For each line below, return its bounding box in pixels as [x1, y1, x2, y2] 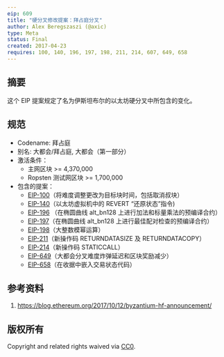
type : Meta [7, 29, 39, 37]
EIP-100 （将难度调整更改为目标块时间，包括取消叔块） [27, 191, 184, 199]
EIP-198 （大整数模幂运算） [27, 225, 105, 234]
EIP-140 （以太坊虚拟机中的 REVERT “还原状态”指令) [27, 199, 175, 207]
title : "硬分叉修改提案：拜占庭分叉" [7, 17, 103, 24]
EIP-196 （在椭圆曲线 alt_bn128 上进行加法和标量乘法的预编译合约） [27, 208, 222, 216]
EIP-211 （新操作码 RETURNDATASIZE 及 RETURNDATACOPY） [27, 234, 206, 242]
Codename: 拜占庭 [17, 138, 71, 147]
